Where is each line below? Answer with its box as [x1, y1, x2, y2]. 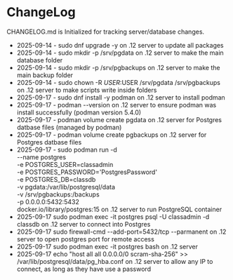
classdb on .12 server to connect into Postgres [16, 220, 151, 228]
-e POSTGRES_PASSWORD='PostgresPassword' [16, 168, 158, 176]
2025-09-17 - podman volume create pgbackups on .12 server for [16, 131, 207, 139]
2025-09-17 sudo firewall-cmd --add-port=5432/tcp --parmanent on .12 [16, 227, 227, 236]
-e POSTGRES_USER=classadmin [16, 160, 114, 168]
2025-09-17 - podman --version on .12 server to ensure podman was [16, 100, 217, 109]
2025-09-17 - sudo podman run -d [16, 145, 117, 154]
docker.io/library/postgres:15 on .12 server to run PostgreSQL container [16, 205, 222, 213]
